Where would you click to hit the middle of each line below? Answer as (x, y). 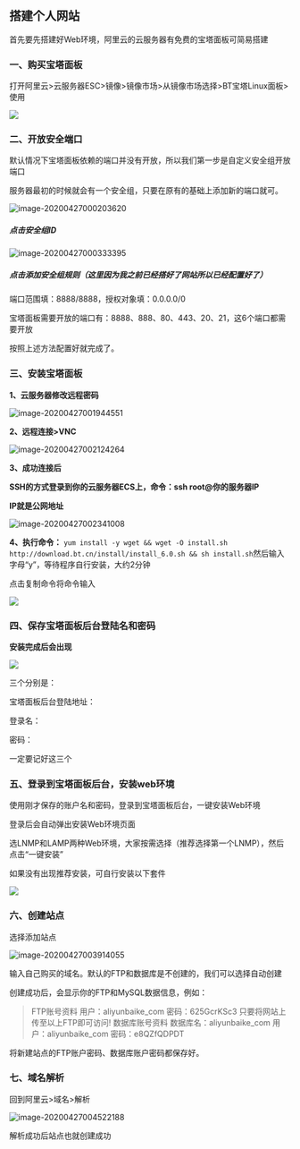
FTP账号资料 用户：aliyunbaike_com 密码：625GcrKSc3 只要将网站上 (158, 1011)
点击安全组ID (33, 230)
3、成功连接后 (36, 467)
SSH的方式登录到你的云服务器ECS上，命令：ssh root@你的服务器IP (134, 487)
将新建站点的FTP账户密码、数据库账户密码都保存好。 (107, 1052)
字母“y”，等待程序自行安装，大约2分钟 (80, 564)
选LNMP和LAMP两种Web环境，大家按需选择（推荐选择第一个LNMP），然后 (147, 843)
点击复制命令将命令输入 (52, 583)
